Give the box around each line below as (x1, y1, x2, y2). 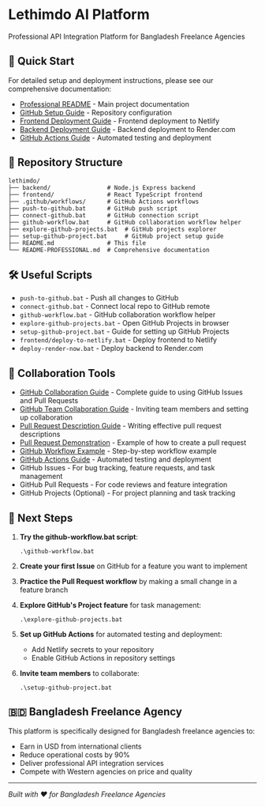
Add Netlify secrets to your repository (31, 645, 155, 654)
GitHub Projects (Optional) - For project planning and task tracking (19, 488, 236, 498)
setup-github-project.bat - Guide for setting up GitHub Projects (19, 326, 230, 337)
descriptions (19, 429, 61, 439)
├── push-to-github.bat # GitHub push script (8, 204, 178, 213)
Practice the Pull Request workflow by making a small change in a (19, 577, 237, 586)
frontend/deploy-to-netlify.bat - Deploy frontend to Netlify (19, 335, 218, 345)
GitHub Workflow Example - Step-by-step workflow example (19, 447, 217, 456)
